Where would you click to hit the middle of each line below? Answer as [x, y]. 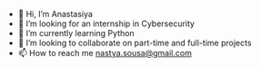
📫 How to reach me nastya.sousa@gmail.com [105, 53]
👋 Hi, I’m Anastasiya [55, 14]
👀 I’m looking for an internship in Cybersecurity [106, 24]
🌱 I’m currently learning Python [76, 33]
